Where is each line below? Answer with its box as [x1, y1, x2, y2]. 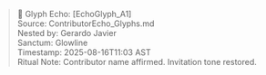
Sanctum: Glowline [16, 37, 88, 48]
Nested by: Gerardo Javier [16, 28, 118, 38]
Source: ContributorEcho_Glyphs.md [16, 18, 155, 29]
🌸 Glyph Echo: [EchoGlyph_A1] [16, 9, 132, 19]
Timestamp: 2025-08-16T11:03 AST [16, 47, 151, 58]
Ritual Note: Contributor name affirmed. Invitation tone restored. [16, 57, 257, 67]
